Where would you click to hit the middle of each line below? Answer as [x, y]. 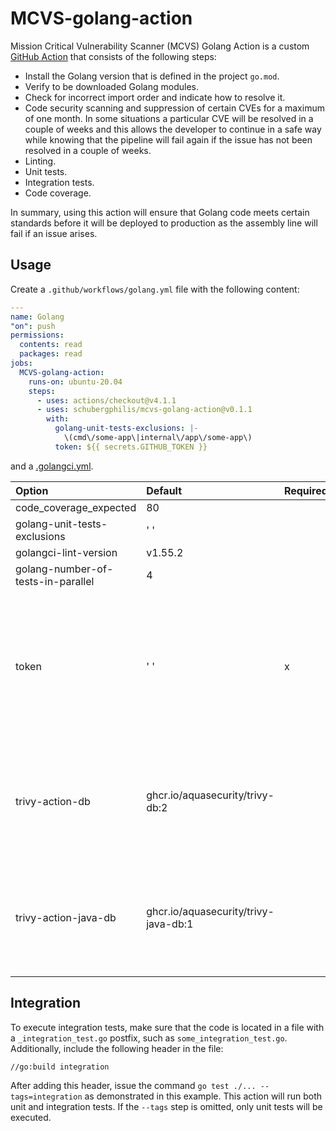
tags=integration [46, 1097]
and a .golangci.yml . [52, 466]
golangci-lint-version [66, 552]
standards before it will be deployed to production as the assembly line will [164, 223]
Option [32, 490]
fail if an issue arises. [54, 233]
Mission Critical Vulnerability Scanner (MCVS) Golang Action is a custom [160, 46]
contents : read [51, 345]
